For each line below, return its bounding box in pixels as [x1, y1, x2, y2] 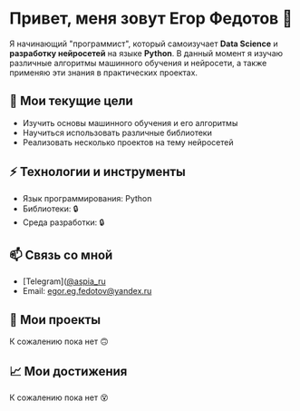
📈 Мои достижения [9, 363, 128, 379]
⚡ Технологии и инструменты [9, 164, 186, 180]
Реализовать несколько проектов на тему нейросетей [22, 136, 234, 148]
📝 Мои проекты [9, 312, 102, 328]
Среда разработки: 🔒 [22, 217, 105, 228]
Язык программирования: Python [22, 192, 152, 203]
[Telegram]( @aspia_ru [22, 276, 106, 287]
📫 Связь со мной [9, 247, 113, 262]
